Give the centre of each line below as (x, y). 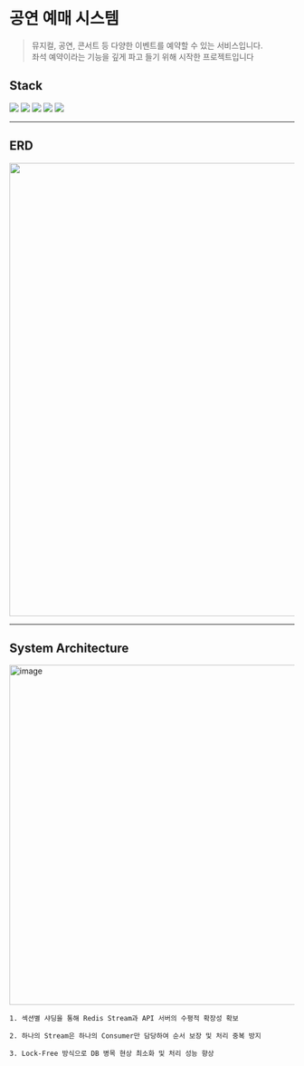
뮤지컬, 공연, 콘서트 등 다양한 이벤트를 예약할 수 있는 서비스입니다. (147, 45)
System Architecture (69, 648)
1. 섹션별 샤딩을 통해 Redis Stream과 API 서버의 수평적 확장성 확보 (124, 1019)
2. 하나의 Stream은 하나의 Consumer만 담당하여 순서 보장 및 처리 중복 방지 (135, 1036)
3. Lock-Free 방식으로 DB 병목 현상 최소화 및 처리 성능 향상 (112, 1054)
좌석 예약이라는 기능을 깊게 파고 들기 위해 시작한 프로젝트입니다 (142, 56)
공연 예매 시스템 (64, 19)
